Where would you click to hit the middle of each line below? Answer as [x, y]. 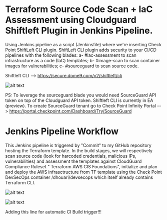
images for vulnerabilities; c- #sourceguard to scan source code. [72, 66]
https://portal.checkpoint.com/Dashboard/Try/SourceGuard [70, 111]
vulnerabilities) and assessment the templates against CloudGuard [73, 161]
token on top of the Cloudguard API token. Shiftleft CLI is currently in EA [79, 100]
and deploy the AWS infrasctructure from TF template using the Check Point [84, 172]
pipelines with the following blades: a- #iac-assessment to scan [71, 55]
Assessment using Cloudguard [71, 20]
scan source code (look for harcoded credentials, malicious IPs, [71, 156]
